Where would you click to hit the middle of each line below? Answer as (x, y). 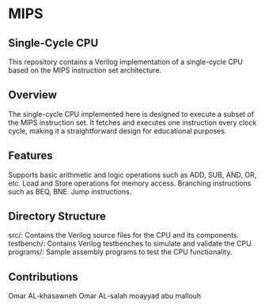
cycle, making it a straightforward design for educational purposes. (117, 130)
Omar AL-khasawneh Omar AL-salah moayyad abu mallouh (105, 296)
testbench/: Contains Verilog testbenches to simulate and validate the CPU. (131, 244)
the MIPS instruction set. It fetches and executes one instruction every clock (132, 122)
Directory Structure (57, 217)
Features (30, 156)
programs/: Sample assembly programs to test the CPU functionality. (120, 252)
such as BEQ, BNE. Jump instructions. (70, 191)
